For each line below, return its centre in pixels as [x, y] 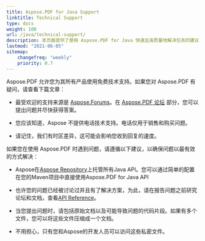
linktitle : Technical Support [45, 18]
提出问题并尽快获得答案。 [47, 109]
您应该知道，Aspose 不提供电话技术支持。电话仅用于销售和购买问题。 [103, 122]
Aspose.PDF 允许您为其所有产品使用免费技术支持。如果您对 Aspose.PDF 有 [101, 81]
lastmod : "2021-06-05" [35, 46]
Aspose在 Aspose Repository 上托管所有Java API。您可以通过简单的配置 [105, 169]
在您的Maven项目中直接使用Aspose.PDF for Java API [82, 177]
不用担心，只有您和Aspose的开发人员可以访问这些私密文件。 [92, 231]
